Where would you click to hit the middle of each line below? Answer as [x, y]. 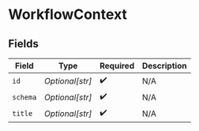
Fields [24, 44]
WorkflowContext [68, 15]
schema [24, 97]
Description [164, 66]
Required [117, 66]
